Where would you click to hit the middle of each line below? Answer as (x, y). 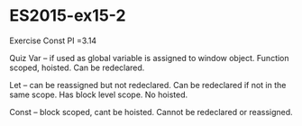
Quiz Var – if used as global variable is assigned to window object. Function (150, 58)
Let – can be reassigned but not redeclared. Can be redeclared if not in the (148, 85)
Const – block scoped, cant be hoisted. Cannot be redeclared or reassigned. (151, 112)
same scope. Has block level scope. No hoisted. (99, 94)
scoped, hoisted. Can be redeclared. (77, 67)
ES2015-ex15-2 (68, 16)
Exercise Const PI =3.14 (53, 40)
